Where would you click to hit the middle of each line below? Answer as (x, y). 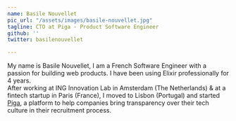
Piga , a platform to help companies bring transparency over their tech (108, 103)
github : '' (23, 33)
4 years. (19, 80)
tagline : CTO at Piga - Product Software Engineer (83, 27)
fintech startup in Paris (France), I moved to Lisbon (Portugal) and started (114, 96)
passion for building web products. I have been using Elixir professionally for (118, 73)
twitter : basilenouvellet (45, 40)
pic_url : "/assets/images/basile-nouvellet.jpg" (80, 20)
